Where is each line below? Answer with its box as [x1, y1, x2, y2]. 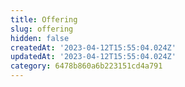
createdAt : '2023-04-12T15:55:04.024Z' [10, 42, 177, 53]
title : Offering [10, 14, 78, 25]
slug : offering [10, 24, 74, 34]
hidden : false [10, 33, 70, 43]
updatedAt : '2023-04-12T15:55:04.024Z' [10, 52, 177, 62]
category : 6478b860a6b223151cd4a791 [10, 61, 163, 71]
